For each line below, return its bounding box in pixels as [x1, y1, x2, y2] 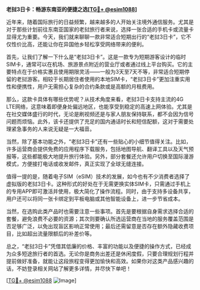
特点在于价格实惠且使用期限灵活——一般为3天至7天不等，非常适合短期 [11, 68, 185, 75]
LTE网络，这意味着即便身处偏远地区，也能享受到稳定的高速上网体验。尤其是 [6, 103, 193, 110]
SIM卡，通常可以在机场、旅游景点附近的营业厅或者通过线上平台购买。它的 [6, 61, 188, 68]
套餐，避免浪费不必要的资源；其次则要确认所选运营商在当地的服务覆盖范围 [6, 215, 189, 222]
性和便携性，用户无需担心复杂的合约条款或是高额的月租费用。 [6, 83, 158, 90]
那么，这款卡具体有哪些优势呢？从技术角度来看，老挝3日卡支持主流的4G [6, 96, 184, 103]
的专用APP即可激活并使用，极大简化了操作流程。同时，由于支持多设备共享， [6, 188, 194, 195]
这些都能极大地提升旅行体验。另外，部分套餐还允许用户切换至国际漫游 [21, 153, 194, 160]
